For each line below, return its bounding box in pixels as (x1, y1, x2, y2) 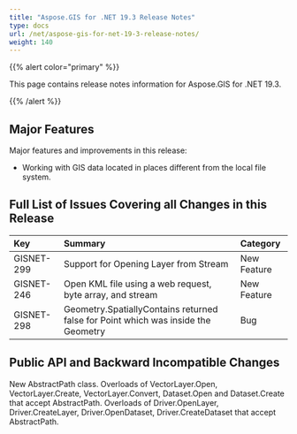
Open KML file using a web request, (63, 278, 212, 290)
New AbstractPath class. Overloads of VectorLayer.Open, (9, 378, 218, 389)
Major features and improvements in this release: (9, 145, 187, 156)
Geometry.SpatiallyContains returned (63, 302, 218, 315)
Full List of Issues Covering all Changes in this (9, 197, 268, 212)
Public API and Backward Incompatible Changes (9, 355, 280, 370)
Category (240, 237, 281, 249)
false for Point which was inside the (63, 314, 211, 326)
